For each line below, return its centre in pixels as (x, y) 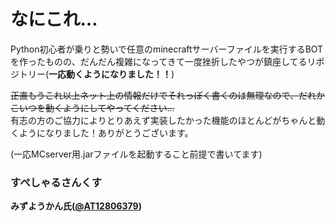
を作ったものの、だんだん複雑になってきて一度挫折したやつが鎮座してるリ (163, 61)
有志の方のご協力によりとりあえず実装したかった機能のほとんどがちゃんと (163, 120)
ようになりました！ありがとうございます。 (106, 132)
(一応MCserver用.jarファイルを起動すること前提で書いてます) (136, 154)
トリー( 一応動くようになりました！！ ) (96, 74)
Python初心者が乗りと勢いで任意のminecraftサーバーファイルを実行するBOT (167, 49)
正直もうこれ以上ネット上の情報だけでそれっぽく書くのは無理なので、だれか (168, 95)
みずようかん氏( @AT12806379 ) (76, 206)
